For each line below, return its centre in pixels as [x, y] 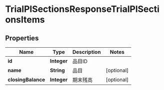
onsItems [25, 20]
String [57, 70]
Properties [22, 38]
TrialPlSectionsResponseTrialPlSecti [82, 9]
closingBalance [26, 80]
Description [86, 52]
